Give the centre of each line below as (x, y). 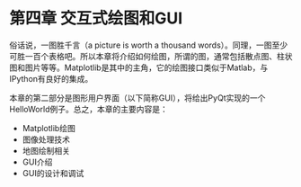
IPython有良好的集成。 (51, 78)
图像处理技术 (46, 139)
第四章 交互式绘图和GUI (96, 18)
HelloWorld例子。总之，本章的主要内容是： (89, 109)
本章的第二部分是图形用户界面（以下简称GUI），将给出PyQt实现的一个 (137, 98)
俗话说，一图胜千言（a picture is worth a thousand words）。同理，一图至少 (149, 45)
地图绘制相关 (46, 150)
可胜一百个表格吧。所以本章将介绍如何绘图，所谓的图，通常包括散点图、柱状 (151, 56)
